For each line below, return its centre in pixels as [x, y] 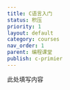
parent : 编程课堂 [30, 53]
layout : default [30, 33]
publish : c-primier [35, 59]
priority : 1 [24, 26]
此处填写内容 [25, 79]
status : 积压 [25, 20]
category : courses [33, 39]
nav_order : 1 [26, 46]
